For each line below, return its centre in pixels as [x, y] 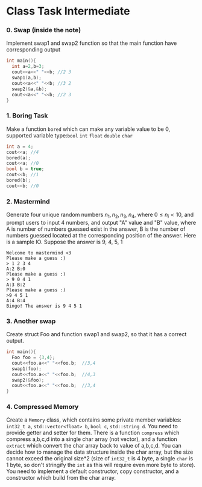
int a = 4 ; [20, 147]
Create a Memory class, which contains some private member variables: [94, 420]
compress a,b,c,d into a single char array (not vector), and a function [92, 439]
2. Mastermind [28, 201]
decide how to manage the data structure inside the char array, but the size [100, 452]
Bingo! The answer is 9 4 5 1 [44, 306]
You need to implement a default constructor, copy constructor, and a [93, 471]
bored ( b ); [19, 181]
